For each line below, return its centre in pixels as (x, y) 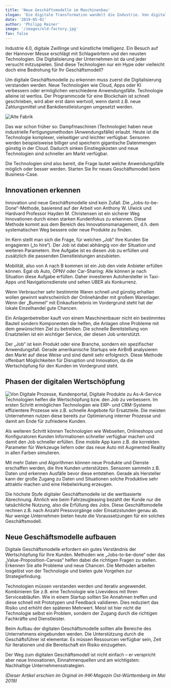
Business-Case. (22, 174)
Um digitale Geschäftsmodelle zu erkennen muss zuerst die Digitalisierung (83, 80)
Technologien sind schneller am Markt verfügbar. (57, 154)
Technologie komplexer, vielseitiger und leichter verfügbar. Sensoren (78, 137)
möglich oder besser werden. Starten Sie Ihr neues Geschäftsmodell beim (83, 169)
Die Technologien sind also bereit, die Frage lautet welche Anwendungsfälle (85, 163)
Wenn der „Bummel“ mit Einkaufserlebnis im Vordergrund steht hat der (79, 302)
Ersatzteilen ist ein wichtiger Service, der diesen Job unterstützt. (73, 334)
